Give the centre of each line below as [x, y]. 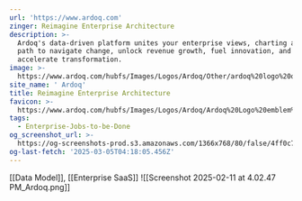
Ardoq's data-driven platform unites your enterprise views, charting [152, 43]
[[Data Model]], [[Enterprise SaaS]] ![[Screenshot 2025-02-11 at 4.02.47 [142, 178]
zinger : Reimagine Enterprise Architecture [92, 26]
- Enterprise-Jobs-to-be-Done [74, 127]
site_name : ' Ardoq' [48, 85]
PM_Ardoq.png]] [40, 187]
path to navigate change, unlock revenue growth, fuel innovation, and [155, 51]
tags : [19, 118]
